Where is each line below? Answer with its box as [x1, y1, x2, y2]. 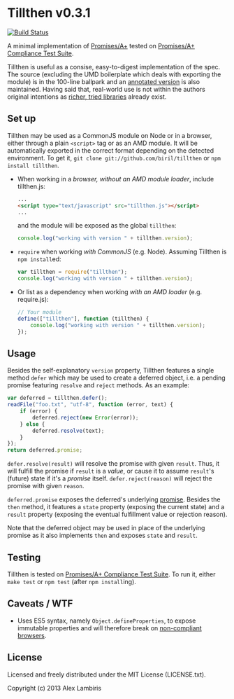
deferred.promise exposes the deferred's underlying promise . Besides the [7, 495, 221, 504]
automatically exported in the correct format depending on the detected [7, 146, 214, 155]
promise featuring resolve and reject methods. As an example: [7, 381, 190, 389]
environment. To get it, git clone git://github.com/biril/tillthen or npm [7, 153, 221, 162]
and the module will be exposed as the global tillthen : [17, 221, 177, 230]
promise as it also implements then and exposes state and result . [7, 531, 198, 540]
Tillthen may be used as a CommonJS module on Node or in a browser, [7, 131, 212, 139]
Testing [7, 551, 41, 563]
